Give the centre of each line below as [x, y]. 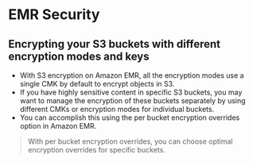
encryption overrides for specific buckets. [96, 150]
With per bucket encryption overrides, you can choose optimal [130, 141]
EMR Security [54, 15]
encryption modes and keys [79, 56]
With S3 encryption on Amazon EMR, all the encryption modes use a [132, 75]
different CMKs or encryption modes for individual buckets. [117, 109]
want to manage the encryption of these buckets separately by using [132, 100]
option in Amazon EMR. [58, 126]
